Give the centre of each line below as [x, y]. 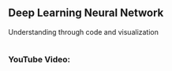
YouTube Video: [39, 59]
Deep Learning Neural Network [86, 13]
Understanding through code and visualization [84, 32]
